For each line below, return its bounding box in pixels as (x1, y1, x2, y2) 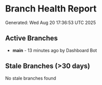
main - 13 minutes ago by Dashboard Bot (12, 47, 97, 53)
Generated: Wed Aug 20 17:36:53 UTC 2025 (5, 19, 96, 25)
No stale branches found (5, 75, 56, 81)
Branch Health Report (5, 3, 97, 14)
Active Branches (5, 34, 58, 42)
